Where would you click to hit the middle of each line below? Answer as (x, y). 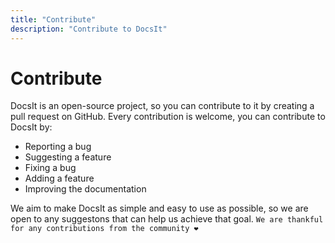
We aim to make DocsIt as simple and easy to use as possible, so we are (159, 208)
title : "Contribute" (53, 19)
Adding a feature (59, 178)
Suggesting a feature (68, 157)
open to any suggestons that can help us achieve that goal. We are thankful (167, 219)
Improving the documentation (85, 189)
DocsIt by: (31, 127)
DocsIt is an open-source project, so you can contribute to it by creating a (162, 106)
